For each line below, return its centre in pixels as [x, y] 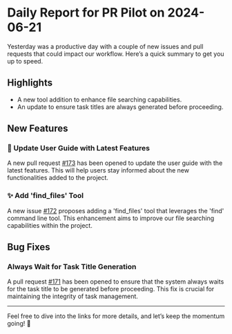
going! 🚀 [19, 324]
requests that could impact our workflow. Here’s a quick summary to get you [116, 54]
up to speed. [25, 61]
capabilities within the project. [50, 225]
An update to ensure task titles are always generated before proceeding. [120, 107]
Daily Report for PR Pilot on [86, 13]
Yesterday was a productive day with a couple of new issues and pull [105, 46]
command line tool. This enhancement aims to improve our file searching [111, 218]
